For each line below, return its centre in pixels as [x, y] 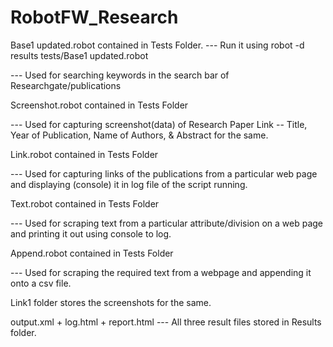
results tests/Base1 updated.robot [79, 55]
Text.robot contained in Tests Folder [85, 203]
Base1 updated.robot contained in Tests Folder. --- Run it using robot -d [157, 45]
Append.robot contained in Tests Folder [92, 253]
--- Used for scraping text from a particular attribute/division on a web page [167, 223]
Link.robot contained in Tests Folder [84, 154]
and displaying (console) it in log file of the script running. [129, 184]
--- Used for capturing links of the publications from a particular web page [164, 173]
